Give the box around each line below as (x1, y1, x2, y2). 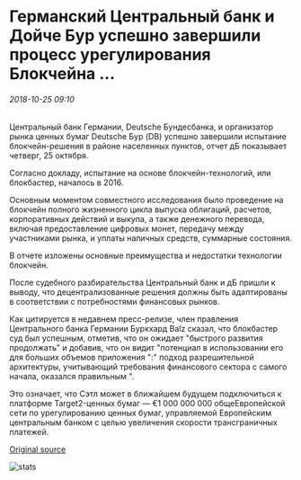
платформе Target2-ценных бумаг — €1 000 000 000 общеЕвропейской (9, 398, 286, 409)
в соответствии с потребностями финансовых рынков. (9, 297, 220, 307)
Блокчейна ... (9, 64, 115, 84)
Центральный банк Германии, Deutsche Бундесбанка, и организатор (9, 121, 274, 132)
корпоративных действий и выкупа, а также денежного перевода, (9, 214, 265, 225)
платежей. (9, 427, 49, 438)
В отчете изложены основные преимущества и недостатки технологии (9, 250, 283, 262)
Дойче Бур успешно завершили (9, 25, 261, 46)
